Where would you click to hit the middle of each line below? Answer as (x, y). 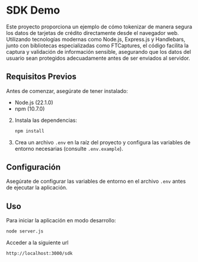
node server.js (25, 231)
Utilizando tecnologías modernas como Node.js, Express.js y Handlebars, (96, 39)
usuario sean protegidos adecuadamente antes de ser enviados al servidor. (98, 58)
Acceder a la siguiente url (37, 242)
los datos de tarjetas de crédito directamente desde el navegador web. (92, 33)
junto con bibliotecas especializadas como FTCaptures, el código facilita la (98, 46)
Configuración (33, 167)
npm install (29, 131)
